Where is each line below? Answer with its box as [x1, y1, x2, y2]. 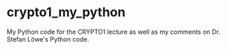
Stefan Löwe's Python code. [6, 35, 90, 43]
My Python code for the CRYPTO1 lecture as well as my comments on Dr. [6, 27, 221, 36]
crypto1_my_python [6, 4, 126, 20]
